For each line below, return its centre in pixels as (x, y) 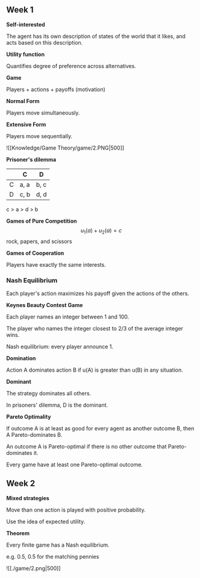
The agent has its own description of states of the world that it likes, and (96, 36)
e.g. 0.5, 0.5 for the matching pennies (53, 556)
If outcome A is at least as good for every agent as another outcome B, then (100, 428)
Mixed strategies (28, 498)
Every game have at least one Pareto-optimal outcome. (75, 465)
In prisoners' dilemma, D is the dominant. (57, 405)
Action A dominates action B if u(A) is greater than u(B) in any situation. (95, 370)
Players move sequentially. (39, 136)
